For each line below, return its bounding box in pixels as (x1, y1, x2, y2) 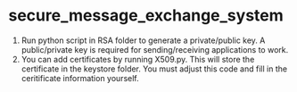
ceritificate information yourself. (21, 72, 139, 83)
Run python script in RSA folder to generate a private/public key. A (21, 35, 266, 46)
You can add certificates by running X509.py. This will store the (21, 54, 255, 64)
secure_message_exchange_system (8, 5, 285, 26)
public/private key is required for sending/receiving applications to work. (21, 44, 289, 54)
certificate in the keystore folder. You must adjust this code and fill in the (21, 63, 287, 74)
